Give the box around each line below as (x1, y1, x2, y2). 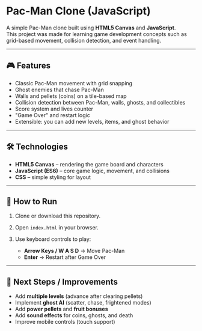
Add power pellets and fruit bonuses (14, 305, 108, 313)
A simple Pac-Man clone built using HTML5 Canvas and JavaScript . (6, 24, 176, 31)
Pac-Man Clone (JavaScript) (6, 4, 151, 18)
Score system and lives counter (14, 105, 94, 112)
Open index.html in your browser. (14, 224, 99, 231)
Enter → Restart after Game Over (23, 254, 106, 261)
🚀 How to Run (6, 196, 58, 207)
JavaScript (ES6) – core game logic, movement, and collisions (14, 167, 170, 174)
